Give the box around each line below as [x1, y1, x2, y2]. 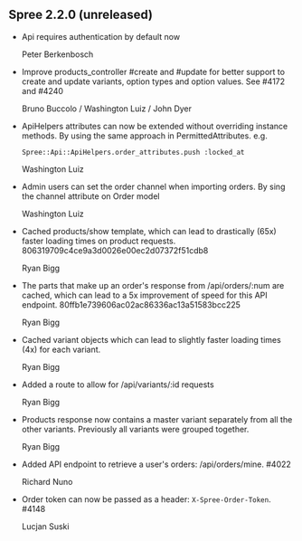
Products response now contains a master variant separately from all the [21, 413, 293, 424]
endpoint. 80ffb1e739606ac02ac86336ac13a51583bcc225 [21, 299, 241, 310]
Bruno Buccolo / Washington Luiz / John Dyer [21, 103, 192, 114]
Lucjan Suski [21, 520, 70, 532]
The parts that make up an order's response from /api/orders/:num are [21, 280, 285, 290]
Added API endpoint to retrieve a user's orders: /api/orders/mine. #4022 [21, 459, 291, 470]
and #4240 [21, 85, 64, 96]
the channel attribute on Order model [21, 190, 160, 202]
